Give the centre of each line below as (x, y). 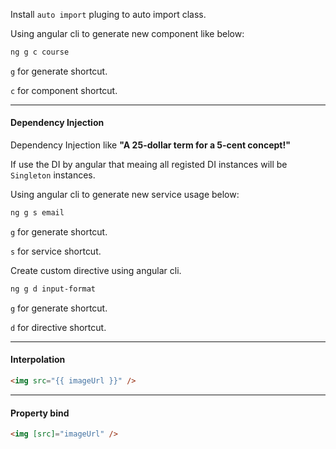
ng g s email (37, 213)
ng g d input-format (53, 289)
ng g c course (40, 52)
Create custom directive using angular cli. (96, 270)
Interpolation (38, 360)
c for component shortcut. (64, 90)
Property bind (40, 413)
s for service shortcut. (56, 251)
